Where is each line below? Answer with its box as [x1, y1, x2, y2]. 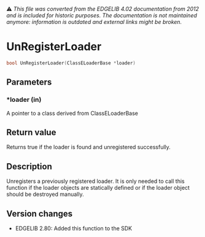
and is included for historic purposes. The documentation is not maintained [6, 12, 198, 19]
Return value [6, 127, 56, 138]
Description [6, 161, 52, 171]
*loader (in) [6, 95, 42, 104]
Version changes [6, 208, 73, 219]
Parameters [6, 77, 52, 88]
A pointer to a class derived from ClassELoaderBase [6, 109, 138, 117]
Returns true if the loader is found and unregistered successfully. [6, 144, 171, 151]
